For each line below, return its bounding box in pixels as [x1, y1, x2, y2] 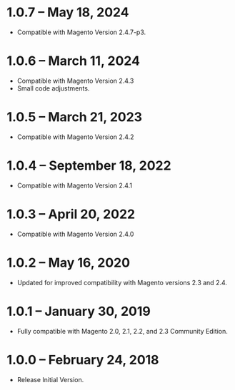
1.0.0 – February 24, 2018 [6, 351, 159, 368]
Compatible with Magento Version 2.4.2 [16, 133, 134, 141]
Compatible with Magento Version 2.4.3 [16, 76, 134, 85]
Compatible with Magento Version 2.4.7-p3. [16, 28, 146, 36]
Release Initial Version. [16, 375, 84, 384]
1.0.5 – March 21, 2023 [6, 109, 143, 125]
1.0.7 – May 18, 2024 [6, 4, 129, 21]
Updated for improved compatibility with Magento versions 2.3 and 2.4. [16, 278, 228, 287]
